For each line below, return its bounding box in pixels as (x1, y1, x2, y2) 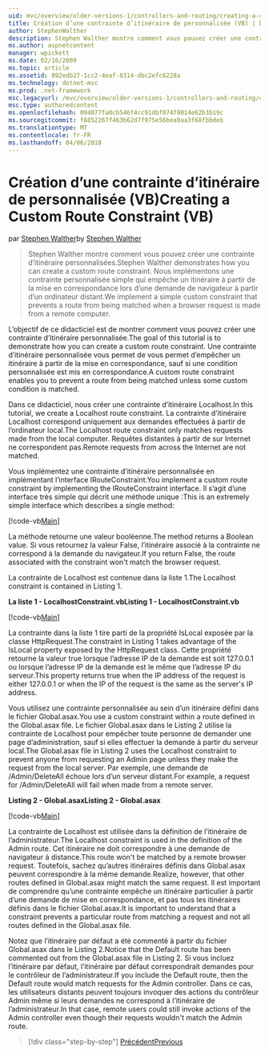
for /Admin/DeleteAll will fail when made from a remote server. (8, 780, 214, 790)
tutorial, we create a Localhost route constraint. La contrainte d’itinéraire (8, 409, 247, 418)
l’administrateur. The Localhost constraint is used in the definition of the (8, 836, 243, 845)
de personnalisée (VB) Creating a (8, 190, 231, 209)
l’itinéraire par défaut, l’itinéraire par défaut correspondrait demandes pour (8, 962, 255, 971)
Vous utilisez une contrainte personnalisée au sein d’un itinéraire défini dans (8, 703, 259, 713)
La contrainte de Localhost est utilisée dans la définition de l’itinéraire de (8, 827, 247, 836)
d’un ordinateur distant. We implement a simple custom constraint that (27, 292, 258, 302)
